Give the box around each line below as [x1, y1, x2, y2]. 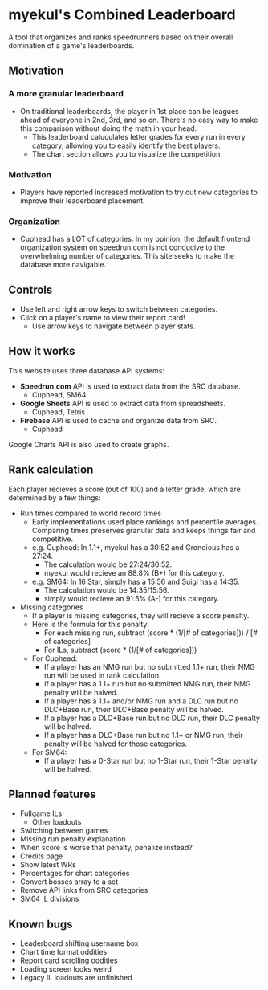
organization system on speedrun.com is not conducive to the [19, 242, 225, 252]
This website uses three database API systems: [8, 365, 164, 375]
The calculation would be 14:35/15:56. [43, 585, 170, 595]
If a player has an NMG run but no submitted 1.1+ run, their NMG [43, 662, 255, 671]
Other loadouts [31, 817, 82, 827]
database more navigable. [19, 259, 107, 270]
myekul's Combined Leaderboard [8, 6, 236, 24]
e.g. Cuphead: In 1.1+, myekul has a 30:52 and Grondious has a [31, 542, 240, 552]
